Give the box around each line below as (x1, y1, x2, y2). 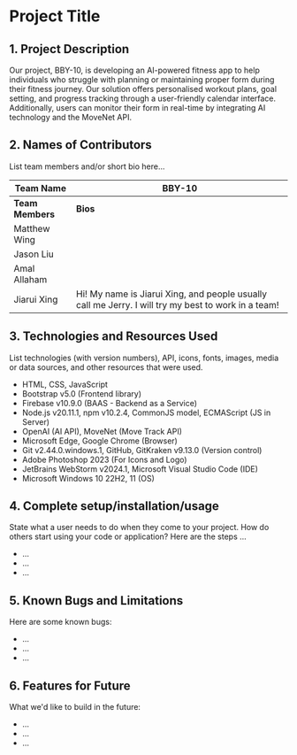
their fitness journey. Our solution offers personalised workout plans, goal (9, 84, 277, 94)
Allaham (13, 273, 48, 285)
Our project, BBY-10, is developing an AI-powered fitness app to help (9, 65, 261, 75)
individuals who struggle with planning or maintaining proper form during (9, 74, 275, 85)
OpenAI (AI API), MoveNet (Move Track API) (21, 426, 183, 436)
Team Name (14, 181, 66, 194)
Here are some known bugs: (9, 617, 112, 628)
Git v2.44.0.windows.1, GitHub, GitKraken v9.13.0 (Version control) (21, 444, 263, 455)
